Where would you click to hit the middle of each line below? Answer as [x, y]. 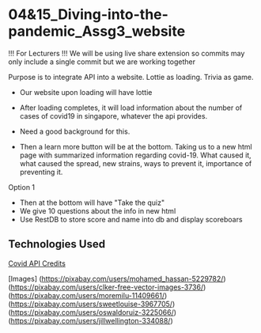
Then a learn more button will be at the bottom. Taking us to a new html [136, 146]
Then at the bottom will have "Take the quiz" [92, 202]
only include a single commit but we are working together [102, 62]
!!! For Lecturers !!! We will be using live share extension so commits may [127, 53]
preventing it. [41, 172]
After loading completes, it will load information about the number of [131, 108]
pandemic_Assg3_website [97, 31]
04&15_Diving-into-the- [88, 15]
